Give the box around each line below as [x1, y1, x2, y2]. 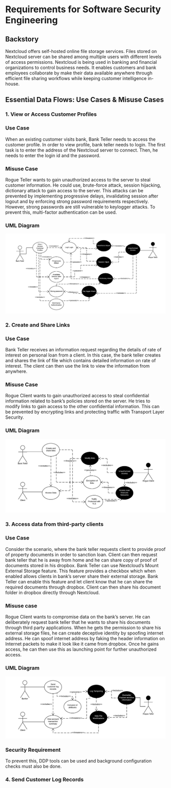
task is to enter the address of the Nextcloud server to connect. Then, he [5, 147, 158, 153]
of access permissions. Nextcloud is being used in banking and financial [5, 59, 157, 65]
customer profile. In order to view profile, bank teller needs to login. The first [5, 141, 165, 147]
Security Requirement [5, 746, 61, 753]
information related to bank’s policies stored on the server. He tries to [5, 398, 151, 404]
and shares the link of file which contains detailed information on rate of [5, 357, 156, 363]
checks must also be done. [5, 763, 62, 769]
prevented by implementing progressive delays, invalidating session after [5, 193, 159, 199]
